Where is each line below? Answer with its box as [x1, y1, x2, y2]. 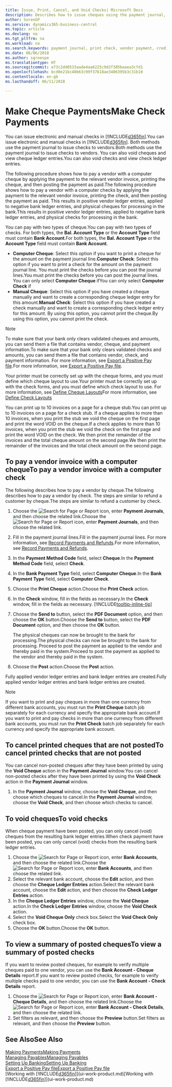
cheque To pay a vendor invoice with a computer [5, 465, 162, 474]
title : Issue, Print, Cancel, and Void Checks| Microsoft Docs [5, 7, 143, 13]
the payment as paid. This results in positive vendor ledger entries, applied [5, 198, 163, 204]
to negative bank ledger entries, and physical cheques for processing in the [5, 203, 165, 209]
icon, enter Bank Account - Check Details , [74, 1004, 165, 1010]
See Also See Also [5, 1035, 63, 1044]
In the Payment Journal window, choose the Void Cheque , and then [12, 789, 157, 795]
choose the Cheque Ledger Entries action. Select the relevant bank [12, 881, 155, 888]
